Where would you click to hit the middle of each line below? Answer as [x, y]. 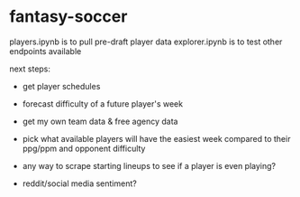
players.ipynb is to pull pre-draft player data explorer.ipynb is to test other [146, 42]
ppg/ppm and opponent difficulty [84, 148]
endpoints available [45, 51]
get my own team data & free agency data [100, 121]
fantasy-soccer [68, 17]
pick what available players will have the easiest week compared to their [156, 138]
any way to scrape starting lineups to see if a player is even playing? [149, 165]
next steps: [30, 69]
